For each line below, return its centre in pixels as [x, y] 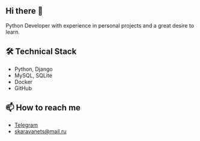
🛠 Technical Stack [41, 52]
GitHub [23, 88]
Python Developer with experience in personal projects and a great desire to [100, 25]
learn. [13, 32]
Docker [23, 82]
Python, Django [33, 69]
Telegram [26, 125]
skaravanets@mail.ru [40, 131]
